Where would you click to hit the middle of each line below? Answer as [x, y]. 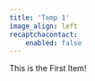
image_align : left [43, 26]
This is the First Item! [48, 68]
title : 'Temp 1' [39, 18]
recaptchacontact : [43, 34]
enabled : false [54, 43]
